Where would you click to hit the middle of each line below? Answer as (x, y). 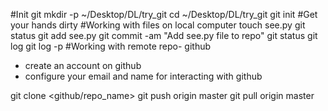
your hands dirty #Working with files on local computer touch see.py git (158, 25)
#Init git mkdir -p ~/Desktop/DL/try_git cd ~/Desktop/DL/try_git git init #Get (164, 14)
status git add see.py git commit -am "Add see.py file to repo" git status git (164, 35)
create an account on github (83, 65)
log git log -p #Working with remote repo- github (111, 46)
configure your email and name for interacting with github (143, 76)
